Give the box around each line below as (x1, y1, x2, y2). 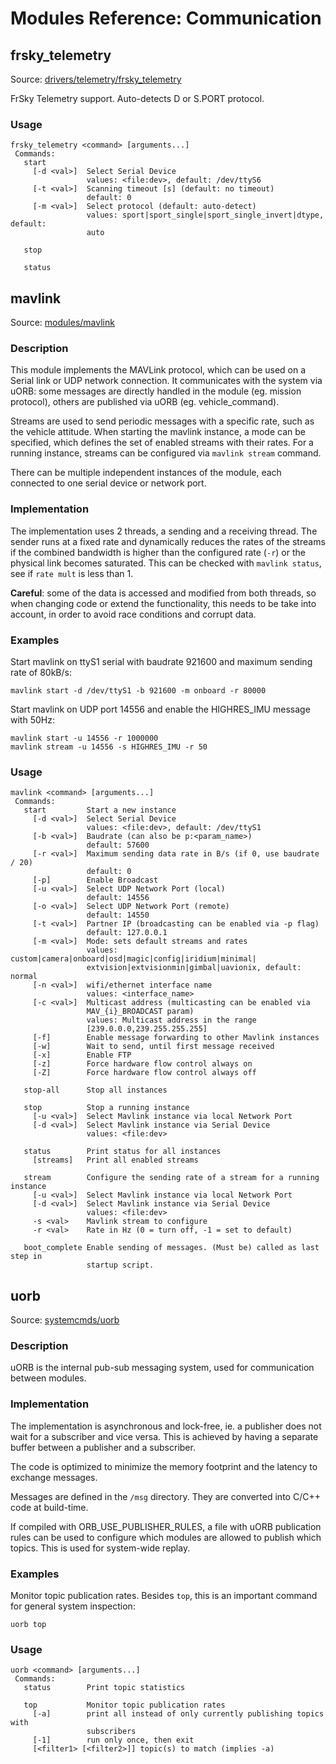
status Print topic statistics (23, 1683, 186, 1693)
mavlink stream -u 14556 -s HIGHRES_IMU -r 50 (10, 742, 208, 752)
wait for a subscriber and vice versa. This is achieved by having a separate (10, 1430, 319, 1442)
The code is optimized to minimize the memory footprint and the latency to (10, 1460, 318, 1472)
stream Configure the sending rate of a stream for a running (23, 1173, 320, 1183)
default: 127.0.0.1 (86, 928, 168, 938)
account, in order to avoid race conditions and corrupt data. (10, 608, 257, 620)
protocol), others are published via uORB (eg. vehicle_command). (10, 396, 280, 408)
